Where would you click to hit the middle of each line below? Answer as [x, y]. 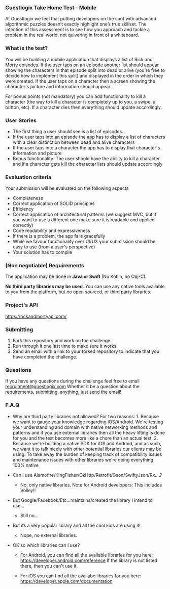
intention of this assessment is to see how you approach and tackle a [77, 30]
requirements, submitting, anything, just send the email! [63, 392]
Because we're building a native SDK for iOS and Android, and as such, [87, 443]
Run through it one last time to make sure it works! [65, 346]
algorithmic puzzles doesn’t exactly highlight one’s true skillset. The [76, 24]
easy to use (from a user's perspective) [54, 247]
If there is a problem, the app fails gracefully [59, 236]
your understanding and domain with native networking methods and [85, 427]
